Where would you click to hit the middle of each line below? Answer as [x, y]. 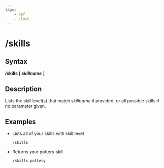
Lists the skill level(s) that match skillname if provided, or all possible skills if [82, 101]
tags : [11, 10]
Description [23, 89]
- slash [22, 19]
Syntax [16, 62]
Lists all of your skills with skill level [48, 133]
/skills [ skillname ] [25, 73]
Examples [20, 122]
